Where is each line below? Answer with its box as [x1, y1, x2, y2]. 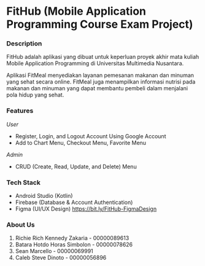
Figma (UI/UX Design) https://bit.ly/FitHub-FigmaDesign [15, 205, 157, 213]
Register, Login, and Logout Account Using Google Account [15, 132, 166, 139]
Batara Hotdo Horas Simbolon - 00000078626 [15, 241, 133, 248]
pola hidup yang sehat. [6, 91, 64, 99]
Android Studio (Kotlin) [15, 192, 73, 200]
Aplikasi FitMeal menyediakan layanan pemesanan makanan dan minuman [6, 72, 195, 79]
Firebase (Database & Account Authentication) [15, 198, 133, 206]
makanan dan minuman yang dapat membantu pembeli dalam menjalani [6, 85, 188, 92]
